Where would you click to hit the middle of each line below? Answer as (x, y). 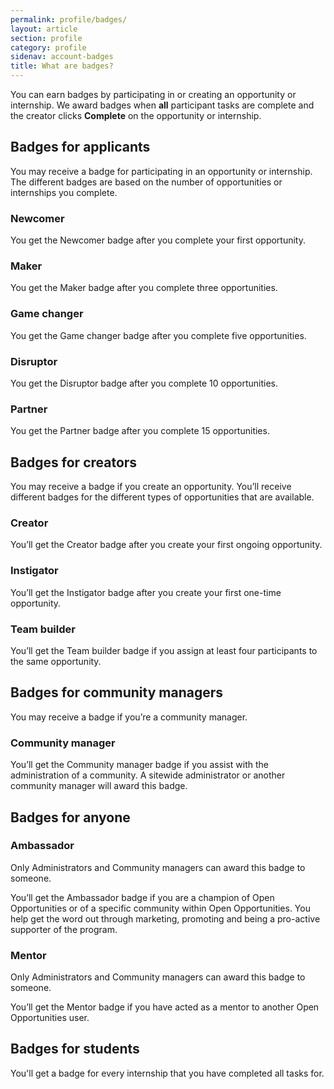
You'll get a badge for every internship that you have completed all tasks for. (167, 1073)
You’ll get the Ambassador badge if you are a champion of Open (142, 897)
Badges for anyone (70, 817)
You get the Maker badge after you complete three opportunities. (144, 288)
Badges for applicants (80, 147)
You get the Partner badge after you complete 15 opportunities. (140, 431)
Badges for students (75, 1049)
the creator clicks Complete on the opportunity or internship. (136, 115)
